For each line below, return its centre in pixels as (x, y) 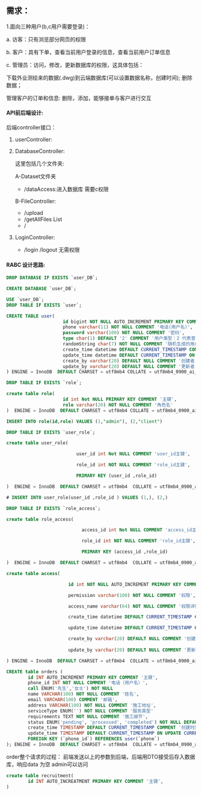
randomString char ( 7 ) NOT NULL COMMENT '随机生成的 (127, 344)
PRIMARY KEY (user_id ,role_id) (117, 476)
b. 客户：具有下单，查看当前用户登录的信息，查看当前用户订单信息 (88, 52)
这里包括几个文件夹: (39, 164)
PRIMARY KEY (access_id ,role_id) (125, 552)
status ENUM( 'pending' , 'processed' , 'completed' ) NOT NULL (105, 722)
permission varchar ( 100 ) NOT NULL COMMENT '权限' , (132, 595)
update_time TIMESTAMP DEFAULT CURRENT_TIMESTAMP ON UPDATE (105, 734)
